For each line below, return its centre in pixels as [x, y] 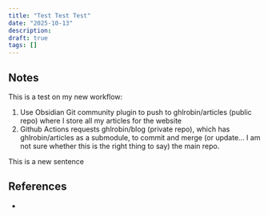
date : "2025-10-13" [41, 23]
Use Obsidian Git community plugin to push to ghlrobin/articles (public [136, 112]
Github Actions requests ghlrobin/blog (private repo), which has [125, 129]
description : [30, 30]
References [38, 187]
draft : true [28, 38]
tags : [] [23, 45]
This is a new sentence [46, 161]
